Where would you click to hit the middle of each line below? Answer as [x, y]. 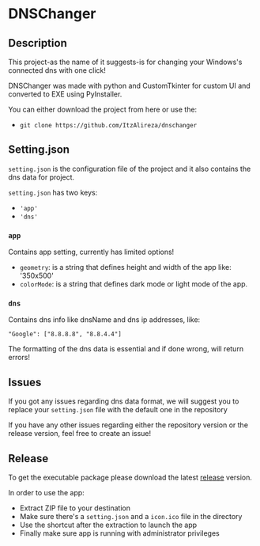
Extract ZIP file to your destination [75, 508]
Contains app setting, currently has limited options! [91, 252]
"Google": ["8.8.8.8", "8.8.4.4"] [65, 334]
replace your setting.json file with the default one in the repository [118, 410]
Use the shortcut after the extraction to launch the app [108, 525]
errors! [19, 358]
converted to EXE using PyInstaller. [65, 94]
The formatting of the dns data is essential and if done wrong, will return [126, 349]
